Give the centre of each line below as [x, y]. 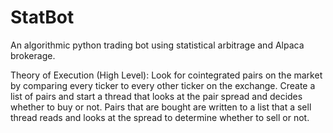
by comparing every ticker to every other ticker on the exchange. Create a [163, 85]
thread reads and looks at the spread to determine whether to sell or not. [160, 117]
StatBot [42, 17]
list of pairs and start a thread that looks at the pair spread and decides [156, 96]
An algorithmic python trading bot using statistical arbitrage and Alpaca [157, 45]
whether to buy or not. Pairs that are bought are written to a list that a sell [161, 107]
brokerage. [33, 55]
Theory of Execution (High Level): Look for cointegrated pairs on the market [166, 75]
